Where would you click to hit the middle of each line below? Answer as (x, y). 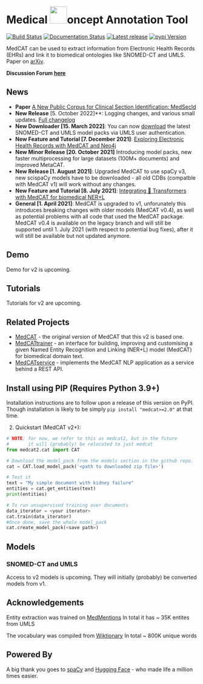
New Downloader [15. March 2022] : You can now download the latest (103, 126)
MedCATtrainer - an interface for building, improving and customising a (104, 344)
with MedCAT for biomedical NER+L (60, 197)
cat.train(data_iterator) (39, 516)
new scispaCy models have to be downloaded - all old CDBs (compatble (105, 178)
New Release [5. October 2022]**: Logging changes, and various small (105, 113)
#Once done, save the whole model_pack (57, 522)
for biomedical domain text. (49, 356)
